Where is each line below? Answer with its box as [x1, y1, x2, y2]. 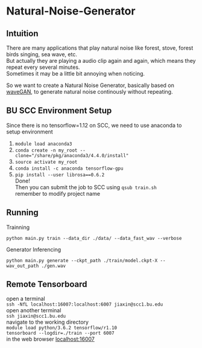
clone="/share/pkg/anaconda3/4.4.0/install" [14, 152, 129, 158]
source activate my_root [14, 159, 78, 165]
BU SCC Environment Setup [6, 106, 112, 116]
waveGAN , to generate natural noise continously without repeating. [6, 88, 173, 95]
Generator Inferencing [6, 246, 62, 253]
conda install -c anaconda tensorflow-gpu [14, 165, 124, 172]
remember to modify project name [14, 190, 101, 197]
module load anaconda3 [14, 141, 72, 147]
